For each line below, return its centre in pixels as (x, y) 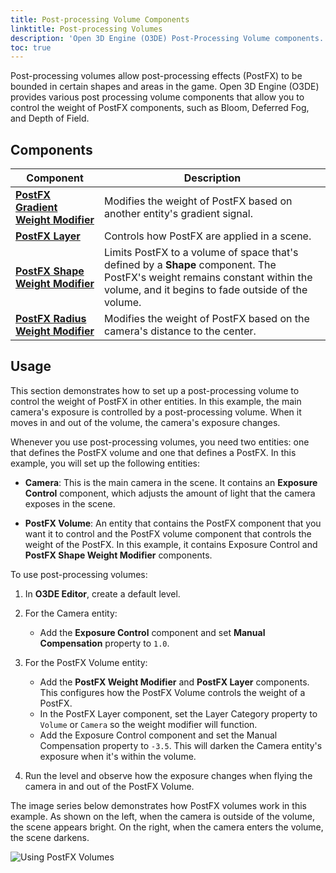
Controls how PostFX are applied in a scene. (208, 236)
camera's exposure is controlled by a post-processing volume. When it (156, 412)
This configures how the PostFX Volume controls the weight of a (172, 692)
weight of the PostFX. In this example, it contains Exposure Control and (171, 544)
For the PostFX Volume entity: (86, 662)
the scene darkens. (50, 837)
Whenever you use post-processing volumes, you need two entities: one (160, 442)
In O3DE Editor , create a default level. (102, 593)
